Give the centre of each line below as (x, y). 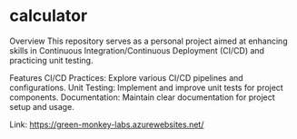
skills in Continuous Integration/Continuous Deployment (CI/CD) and (137, 50)
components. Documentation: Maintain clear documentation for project (142, 97)
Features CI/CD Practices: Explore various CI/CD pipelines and (126, 77)
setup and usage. (42, 106)
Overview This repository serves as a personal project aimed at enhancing (148, 41)
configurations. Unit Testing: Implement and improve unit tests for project (146, 87)
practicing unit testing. (51, 60)
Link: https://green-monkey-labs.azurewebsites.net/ (107, 124)
